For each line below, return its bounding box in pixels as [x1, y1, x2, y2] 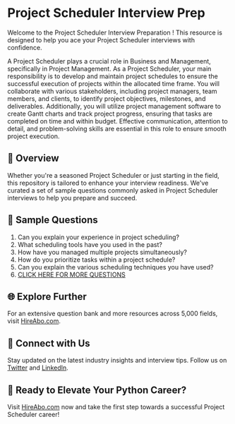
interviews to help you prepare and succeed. [7, 193, 138, 202]
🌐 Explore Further [7, 291, 87, 303]
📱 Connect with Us [7, 337, 90, 349]
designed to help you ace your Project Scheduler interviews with [7, 35, 195, 44]
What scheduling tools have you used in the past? [17, 240, 162, 248]
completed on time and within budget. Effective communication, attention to [7, 116, 228, 125]
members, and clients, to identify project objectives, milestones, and [7, 94, 206, 103]
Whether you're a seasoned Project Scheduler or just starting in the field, [7, 171, 220, 179]
